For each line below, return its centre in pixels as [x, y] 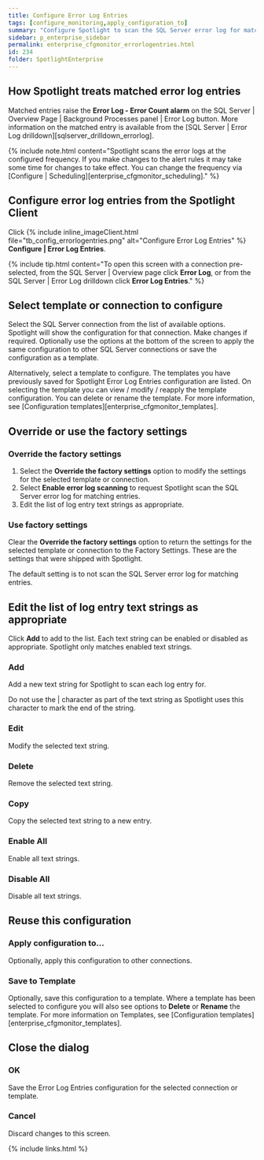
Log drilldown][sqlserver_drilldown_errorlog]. [81, 136]
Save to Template [42, 980]
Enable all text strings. [44, 858]
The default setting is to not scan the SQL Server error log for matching [123, 574]
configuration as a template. [54, 358]
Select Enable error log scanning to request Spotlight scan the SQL [129, 488]
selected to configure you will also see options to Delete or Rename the [125, 1006]
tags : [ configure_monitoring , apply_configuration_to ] [98, 23]
